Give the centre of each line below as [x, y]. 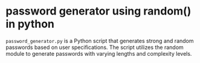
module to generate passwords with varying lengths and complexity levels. [99, 53]
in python [30, 24]
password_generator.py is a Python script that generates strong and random [100, 41]
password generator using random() [98, 11]
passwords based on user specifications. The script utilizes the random [95, 47]
